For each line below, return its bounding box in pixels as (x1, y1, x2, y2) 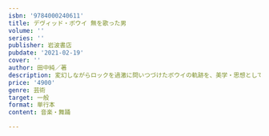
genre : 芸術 (8, 86, 46, 94)
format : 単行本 (8, 101, 55, 109)
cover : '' (8, 57, 42, 65)
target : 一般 (8, 94, 50, 102)
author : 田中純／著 (8, 64, 67, 72)
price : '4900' (8, 78, 56, 86)
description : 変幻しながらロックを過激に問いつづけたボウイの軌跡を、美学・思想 (8, 71, 246, 79)
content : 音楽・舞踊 (8, 109, 70, 117)
